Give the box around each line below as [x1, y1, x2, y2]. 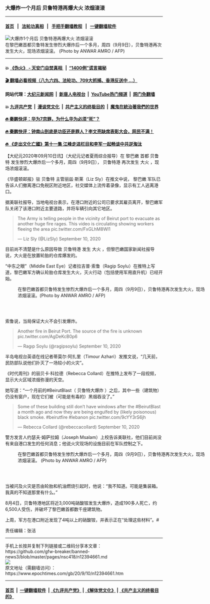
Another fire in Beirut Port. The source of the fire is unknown [17, 328, 142, 334]
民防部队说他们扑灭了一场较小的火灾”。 [5, 360, 86, 366]
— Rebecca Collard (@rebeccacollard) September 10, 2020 [17, 424, 140, 430]
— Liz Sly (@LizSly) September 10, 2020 [17, 236, 101, 242]
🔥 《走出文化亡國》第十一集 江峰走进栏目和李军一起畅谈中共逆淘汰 [5, 141, 142, 147]
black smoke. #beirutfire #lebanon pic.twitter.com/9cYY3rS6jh [17, 414, 146, 420]
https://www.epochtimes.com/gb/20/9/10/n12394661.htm [5, 570, 124, 576]
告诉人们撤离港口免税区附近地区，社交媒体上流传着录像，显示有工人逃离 [5, 182, 154, 188]
